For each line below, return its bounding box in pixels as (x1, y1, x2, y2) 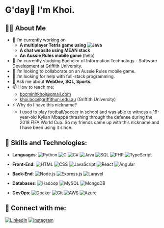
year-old (19, 114, 37, 120)
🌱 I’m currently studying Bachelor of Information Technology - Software (12, 58, 157, 63)
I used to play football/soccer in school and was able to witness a (19, 109, 152, 115)
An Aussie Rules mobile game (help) (19, 52, 95, 58)
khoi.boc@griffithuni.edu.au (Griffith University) (19, 97, 116, 102)
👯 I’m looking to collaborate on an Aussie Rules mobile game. (12, 68, 136, 74)
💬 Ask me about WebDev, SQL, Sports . (12, 78, 92, 84)
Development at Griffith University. (12, 63, 82, 69)
